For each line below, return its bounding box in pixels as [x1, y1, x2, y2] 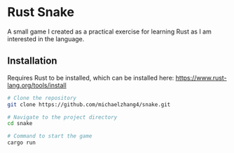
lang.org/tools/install [7, 81, 67, 89]
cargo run [7, 139, 36, 147]
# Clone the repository [7, 94, 77, 101]
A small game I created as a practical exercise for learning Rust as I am [7, 27, 212, 36]
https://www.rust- [175, 73, 227, 82]
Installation [7, 55, 57, 67]
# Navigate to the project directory [7, 113, 118, 121]
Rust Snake [7, 4, 75, 20]
